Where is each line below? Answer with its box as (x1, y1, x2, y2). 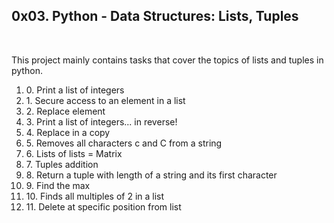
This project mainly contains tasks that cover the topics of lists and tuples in (11, 54, 324, 66)
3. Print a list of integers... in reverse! (25, 115, 178, 128)
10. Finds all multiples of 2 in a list (25, 190, 165, 202)
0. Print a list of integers (25, 84, 125, 96)
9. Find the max (25, 179, 91, 191)
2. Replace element (25, 105, 106, 117)
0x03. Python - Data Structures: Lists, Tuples (11, 8, 299, 25)
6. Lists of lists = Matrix (25, 147, 123, 159)
